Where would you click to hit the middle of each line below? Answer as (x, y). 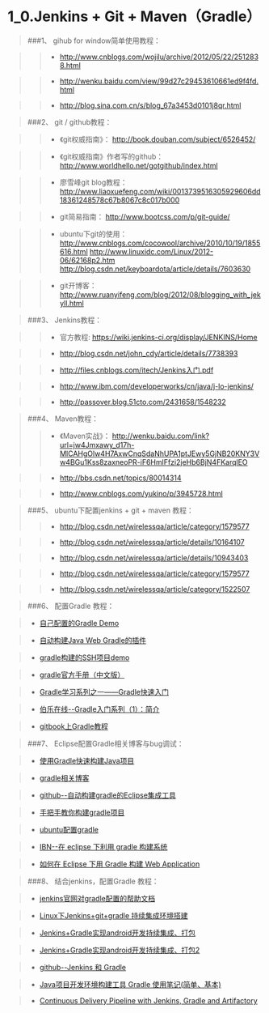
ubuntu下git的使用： (93, 234)
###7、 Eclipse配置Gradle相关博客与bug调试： (105, 743)
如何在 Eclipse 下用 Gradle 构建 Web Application (120, 864)
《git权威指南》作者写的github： (111, 156)
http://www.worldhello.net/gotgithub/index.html (139, 165)
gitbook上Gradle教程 (74, 726)
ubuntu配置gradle (69, 829)
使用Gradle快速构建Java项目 (87, 760)
